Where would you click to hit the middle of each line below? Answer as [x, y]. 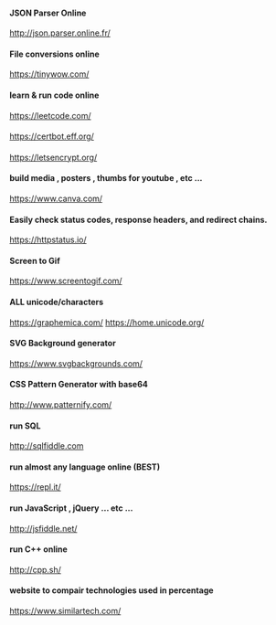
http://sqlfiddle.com [47, 446]
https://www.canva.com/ [56, 198]
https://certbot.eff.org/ [52, 136]
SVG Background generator [63, 344]
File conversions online [54, 54]
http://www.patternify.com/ [61, 405]
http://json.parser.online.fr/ [60, 33]
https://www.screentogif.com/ [66, 281]
